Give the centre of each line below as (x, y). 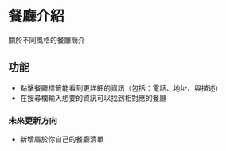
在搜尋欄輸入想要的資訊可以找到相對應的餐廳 (93, 98)
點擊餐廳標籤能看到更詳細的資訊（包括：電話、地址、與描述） (121, 87)
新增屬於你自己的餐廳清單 (62, 139)
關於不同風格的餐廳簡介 (47, 40)
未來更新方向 (33, 120)
